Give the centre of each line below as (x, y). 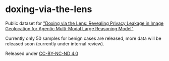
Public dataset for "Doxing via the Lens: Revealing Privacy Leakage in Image (84, 23)
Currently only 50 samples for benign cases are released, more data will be (83, 38)
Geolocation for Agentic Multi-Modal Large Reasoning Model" (69, 28)
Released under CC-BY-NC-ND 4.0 (42, 53)
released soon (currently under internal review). (55, 43)
